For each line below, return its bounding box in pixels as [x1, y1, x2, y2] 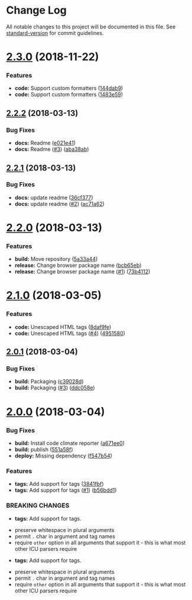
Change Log [6, 4, 67, 17]
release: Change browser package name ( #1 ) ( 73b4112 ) [14, 268, 151, 275]
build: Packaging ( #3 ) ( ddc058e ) [14, 384, 96, 391]
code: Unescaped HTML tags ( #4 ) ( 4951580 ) [14, 330, 126, 337]
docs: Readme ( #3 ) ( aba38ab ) [14, 146, 89, 153]
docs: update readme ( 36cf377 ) [14, 193, 93, 201]
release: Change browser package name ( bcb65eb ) [14, 262, 142, 269]
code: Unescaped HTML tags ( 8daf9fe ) [14, 323, 112, 330]
